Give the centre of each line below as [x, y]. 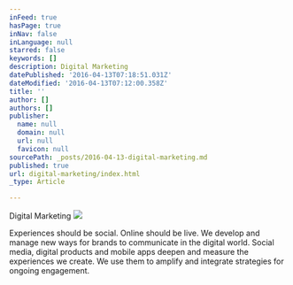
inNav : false [33, 34]
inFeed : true [33, 17]
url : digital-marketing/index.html [75, 173]
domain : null [41, 133]
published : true [39, 166]
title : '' [27, 91]
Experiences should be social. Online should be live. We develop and [135, 233]
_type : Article [37, 182]
